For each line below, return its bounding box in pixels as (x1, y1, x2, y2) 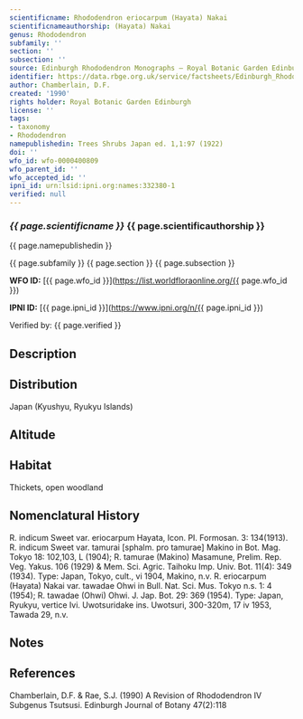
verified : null (9, 190, 67, 199)
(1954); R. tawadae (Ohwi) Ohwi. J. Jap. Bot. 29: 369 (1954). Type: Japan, (9, 590, 284, 601)
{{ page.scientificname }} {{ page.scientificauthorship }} (9, 219, 265, 232)
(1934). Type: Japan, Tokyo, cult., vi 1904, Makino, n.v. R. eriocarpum (9, 571, 267, 582)
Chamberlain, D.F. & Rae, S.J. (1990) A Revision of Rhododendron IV (9, 689, 262, 701)
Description (9, 345, 77, 362)
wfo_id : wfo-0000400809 (9, 156, 99, 166)
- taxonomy (9, 123, 50, 132)
